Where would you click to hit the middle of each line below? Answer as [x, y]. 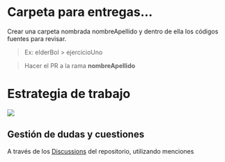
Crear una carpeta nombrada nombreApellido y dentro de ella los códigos [113, 31]
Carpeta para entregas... [80, 12]
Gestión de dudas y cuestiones [76, 135]
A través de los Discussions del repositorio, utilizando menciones [101, 151]
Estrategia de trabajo [69, 94]
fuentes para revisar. [37, 38]
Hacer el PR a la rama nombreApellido [80, 65]
